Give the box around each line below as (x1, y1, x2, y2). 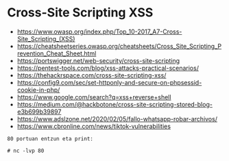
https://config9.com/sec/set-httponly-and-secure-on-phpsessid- (16, 78, 202, 86)
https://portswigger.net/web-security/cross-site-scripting (16, 56, 180, 64)
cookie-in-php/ (16, 86, 60, 94)
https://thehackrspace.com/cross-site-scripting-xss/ (16, 71, 167, 79)
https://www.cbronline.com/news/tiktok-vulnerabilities (16, 122, 171, 130)
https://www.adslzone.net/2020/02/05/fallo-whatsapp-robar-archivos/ (16, 114, 218, 123)
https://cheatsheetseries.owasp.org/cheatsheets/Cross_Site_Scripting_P (16, 42, 222, 50)
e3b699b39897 (16, 108, 62, 116)
